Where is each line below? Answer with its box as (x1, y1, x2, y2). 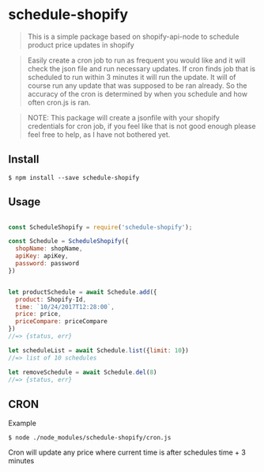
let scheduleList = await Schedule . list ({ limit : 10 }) (8, 346, 190, 354)
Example (8, 418, 37, 428)
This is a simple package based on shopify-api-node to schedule (27, 32, 239, 41)
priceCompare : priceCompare (15, 318, 108, 325)
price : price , (15, 310, 62, 318)
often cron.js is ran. (27, 97, 91, 107)
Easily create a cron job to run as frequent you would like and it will (27, 55, 246, 65)
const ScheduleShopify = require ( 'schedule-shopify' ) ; (8, 223, 193, 231)
